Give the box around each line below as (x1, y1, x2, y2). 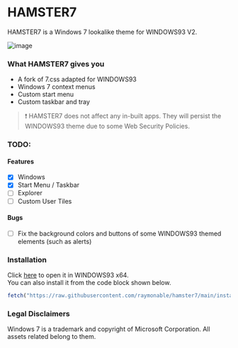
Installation (7, 255, 47, 265)
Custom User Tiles (17, 197, 72, 205)
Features (7, 157, 34, 166)
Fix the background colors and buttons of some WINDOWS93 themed (17, 229, 222, 238)
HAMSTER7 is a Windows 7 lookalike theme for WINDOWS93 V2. (7, 28, 198, 36)
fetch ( (7, 292, 27, 299)
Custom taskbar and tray (17, 98, 91, 106)
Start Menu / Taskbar (17, 181, 80, 190)
